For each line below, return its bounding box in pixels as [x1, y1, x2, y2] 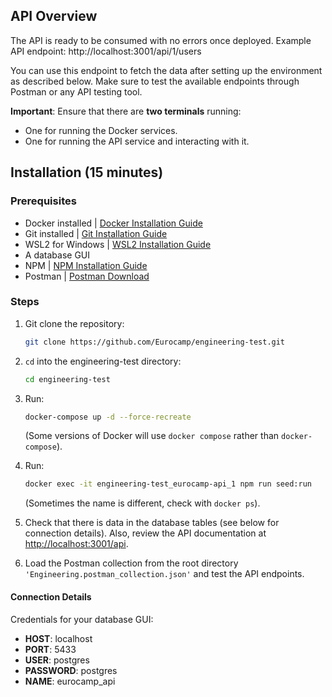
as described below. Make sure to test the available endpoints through [10, 75, 300, 87]
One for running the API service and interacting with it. [24, 135, 250, 147]
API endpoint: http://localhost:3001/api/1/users [10, 45, 202, 57]
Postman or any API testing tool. [10, 85, 143, 98]
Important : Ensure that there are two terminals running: [10, 105, 242, 117]
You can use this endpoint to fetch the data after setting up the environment [10, 64, 323, 76]
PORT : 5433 [24, 643, 77, 655]
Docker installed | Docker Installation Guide [24, 217, 203, 229]
